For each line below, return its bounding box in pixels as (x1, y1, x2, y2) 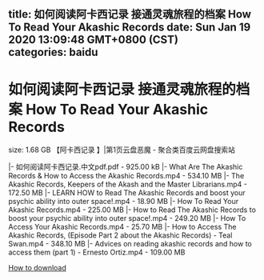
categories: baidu (8, 46, 98, 59)
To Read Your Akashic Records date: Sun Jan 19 (8, 21, 251, 34)
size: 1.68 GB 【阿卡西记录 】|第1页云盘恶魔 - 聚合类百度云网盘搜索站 (8, 145, 236, 154)
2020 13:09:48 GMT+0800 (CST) (8, 33, 178, 46)
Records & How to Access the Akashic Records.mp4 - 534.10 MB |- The (8, 171, 245, 181)
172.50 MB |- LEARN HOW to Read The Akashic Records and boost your (8, 188, 246, 198)
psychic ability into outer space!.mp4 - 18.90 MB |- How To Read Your (8, 197, 238, 206)
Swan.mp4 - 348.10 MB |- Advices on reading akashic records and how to (8, 239, 252, 249)
